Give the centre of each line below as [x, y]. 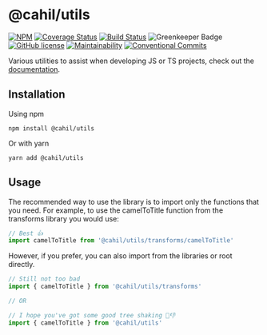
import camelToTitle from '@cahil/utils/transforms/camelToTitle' [121, 241]
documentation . [34, 69]
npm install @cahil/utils [51, 128]
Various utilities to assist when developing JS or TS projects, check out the [131, 61]
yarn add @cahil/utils [46, 158]
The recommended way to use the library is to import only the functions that [134, 201]
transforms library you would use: [64, 218]
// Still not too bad [44, 279]
